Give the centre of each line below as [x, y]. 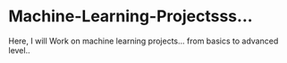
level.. [19, 50]
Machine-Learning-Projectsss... [131, 16]
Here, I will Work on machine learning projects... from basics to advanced [143, 41]
